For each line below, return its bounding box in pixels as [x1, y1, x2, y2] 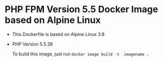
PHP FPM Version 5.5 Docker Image [5, 4, 158, 15]
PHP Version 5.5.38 [12, 41, 53, 47]
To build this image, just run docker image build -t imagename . [12, 51, 149, 57]
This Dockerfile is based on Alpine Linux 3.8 [12, 31, 105, 37]
